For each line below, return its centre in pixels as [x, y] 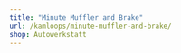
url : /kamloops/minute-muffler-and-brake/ [90, 26]
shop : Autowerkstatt [48, 34]
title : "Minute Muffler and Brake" [76, 18]
